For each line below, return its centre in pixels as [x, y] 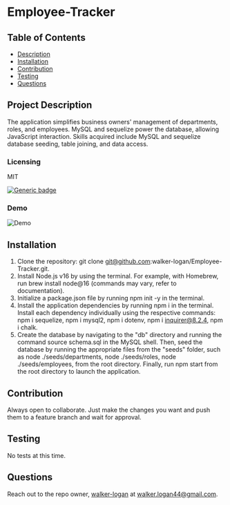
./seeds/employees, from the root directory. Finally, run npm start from [117, 364]
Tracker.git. [33, 269]
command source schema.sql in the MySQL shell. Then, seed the [110, 342]
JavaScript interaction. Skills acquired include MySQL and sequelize [104, 136]
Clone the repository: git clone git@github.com [84, 261]
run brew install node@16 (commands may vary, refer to [97, 283]
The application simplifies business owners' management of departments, [113, 122]
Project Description [50, 105]
